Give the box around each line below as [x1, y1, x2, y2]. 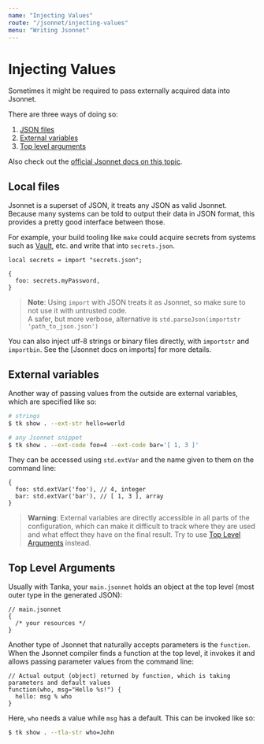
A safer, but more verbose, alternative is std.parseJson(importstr [27, 314, 241, 324]
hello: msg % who [15, 693, 73, 701]
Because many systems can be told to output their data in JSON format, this [8, 209, 255, 219]
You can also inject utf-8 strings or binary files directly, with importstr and [8, 336, 250, 346]
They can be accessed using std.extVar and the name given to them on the [8, 455, 255, 465]
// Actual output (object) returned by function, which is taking [8, 672, 231, 680]
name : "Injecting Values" [8, 11, 93, 20]
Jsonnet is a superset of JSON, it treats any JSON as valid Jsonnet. [8, 201, 227, 210]
